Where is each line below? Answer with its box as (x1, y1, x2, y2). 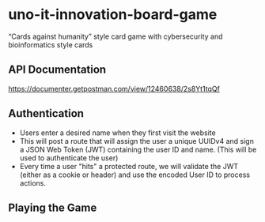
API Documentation (8, 63, 107, 77)
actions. (19, 178, 46, 187)
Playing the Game (8, 201, 97, 214)
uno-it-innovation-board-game (8, 6, 218, 24)
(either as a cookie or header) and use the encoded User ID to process (19, 170, 251, 179)
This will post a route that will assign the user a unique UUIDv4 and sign (19, 136, 255, 145)
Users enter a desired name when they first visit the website (19, 128, 216, 137)
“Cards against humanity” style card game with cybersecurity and (8, 32, 223, 41)
